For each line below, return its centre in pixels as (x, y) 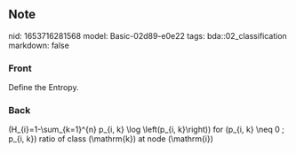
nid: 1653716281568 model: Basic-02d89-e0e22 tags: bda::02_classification (148, 35)
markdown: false (39, 45)
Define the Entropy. (44, 88)
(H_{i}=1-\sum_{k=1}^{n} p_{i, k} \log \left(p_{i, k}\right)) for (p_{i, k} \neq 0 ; (147, 130)
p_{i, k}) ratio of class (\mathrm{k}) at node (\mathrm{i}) (111, 139)
